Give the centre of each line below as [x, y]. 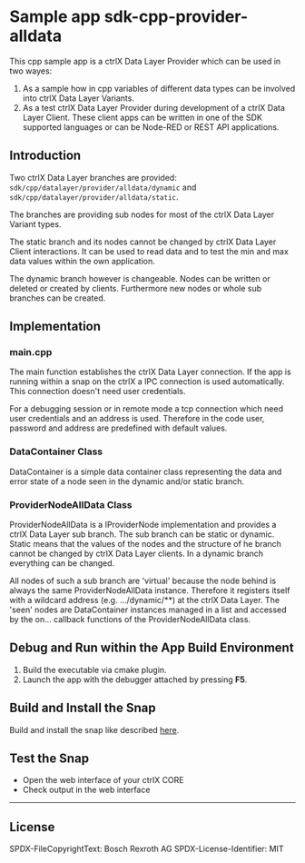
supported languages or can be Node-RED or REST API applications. [151, 127]
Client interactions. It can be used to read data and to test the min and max [149, 251]
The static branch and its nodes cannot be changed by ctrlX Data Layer [143, 242]
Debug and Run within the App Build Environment [152, 648]
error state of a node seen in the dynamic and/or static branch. [127, 481]
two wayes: [31, 71]
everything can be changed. [62, 563]
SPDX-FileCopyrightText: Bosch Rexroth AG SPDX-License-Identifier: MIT [147, 849]
